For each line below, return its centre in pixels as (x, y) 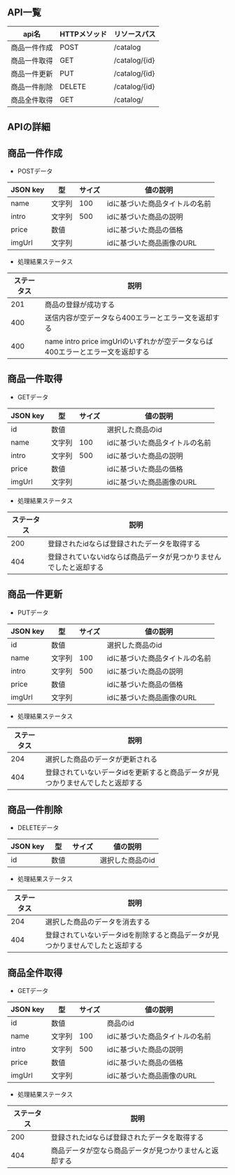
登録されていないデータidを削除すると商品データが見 (132, 935)
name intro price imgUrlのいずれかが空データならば (129, 341)
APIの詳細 (29, 127)
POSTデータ (35, 171)
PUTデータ (33, 612)
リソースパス (135, 34)
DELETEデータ (38, 828)
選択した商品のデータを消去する (98, 922)
